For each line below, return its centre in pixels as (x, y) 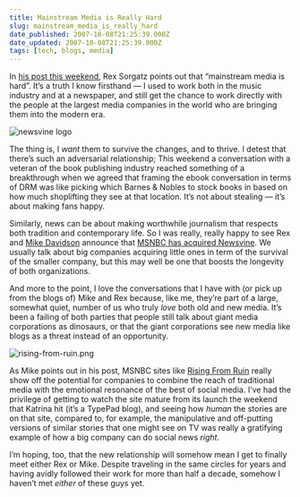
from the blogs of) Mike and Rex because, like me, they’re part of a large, (144, 298)
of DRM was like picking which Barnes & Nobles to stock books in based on (149, 187)
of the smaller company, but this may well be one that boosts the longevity (147, 261)
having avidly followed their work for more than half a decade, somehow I (145, 474)
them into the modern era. (57, 115)
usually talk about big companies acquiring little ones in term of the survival (149, 253)
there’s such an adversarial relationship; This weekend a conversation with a (150, 159)
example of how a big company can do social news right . (115, 437)
